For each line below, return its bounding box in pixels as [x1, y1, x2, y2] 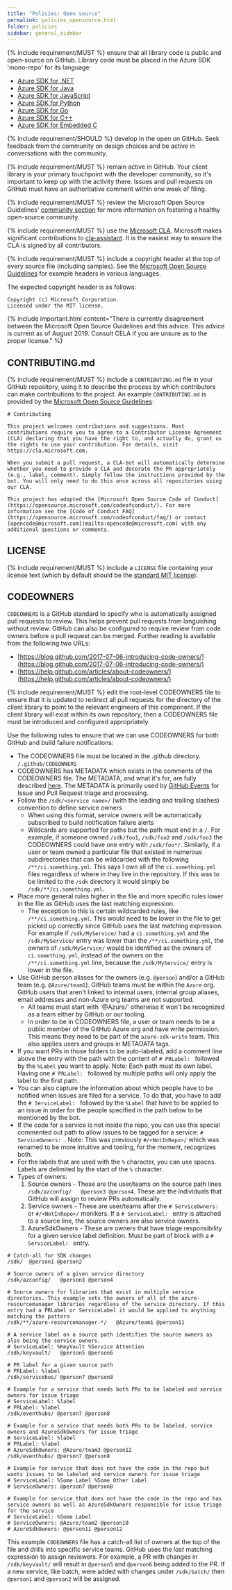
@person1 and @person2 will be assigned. [7, 1574, 121, 1583]
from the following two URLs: [7, 639, 90, 647]
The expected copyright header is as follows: [7, 283, 137, 292]
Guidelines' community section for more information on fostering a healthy [7, 206, 221, 214]
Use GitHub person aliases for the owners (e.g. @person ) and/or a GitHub [17, 973, 225, 981]
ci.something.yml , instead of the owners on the [27, 951, 164, 959]
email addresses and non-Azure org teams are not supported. [17, 995, 194, 1003]
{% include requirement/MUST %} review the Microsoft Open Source [7, 199, 205, 207]
